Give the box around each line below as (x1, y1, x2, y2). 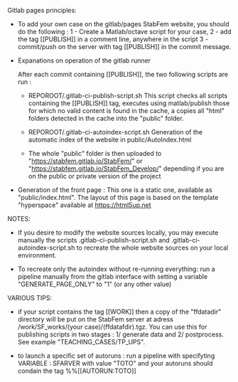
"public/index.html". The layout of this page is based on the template (17, 193, 219, 201)
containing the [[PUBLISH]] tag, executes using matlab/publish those (28, 99, 230, 107)
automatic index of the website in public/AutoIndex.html (28, 135, 192, 144)
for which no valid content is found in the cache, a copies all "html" (28, 107, 225, 115)
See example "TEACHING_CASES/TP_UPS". (17, 338, 146, 346)
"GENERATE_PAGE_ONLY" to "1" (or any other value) (17, 280, 172, 288)
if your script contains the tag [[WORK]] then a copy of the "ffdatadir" (17, 307, 222, 316)
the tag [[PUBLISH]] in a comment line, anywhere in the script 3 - (17, 35, 208, 43)
